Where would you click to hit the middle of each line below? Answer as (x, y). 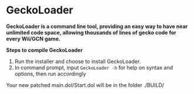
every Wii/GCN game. (33, 39)
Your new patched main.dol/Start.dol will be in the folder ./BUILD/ (85, 85)
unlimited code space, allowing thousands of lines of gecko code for (91, 32)
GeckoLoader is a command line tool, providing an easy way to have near (97, 26)
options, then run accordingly (50, 74)
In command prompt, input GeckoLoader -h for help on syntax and (94, 67)
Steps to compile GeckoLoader (45, 50)
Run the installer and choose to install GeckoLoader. (78, 61)
